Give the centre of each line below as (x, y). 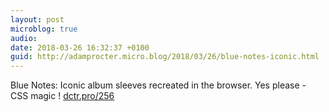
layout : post (37, 19)
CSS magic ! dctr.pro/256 (62, 96)
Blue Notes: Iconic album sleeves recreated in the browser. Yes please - (158, 85)
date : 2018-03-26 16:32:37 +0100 (80, 47)
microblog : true (44, 29)
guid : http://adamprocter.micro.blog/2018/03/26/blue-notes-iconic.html (165, 57)
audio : (24, 38)
